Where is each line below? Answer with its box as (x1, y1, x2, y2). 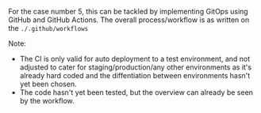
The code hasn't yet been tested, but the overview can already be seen (19, 88, 254, 97)
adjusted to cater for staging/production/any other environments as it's (19, 62, 252, 72)
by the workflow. (19, 96, 75, 105)
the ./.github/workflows (8, 24, 89, 32)
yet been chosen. (19, 79, 77, 89)
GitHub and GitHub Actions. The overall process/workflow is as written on (8, 15, 250, 24)
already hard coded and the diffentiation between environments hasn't (19, 71, 251, 80)
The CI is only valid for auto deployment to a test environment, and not (19, 55, 251, 63)
